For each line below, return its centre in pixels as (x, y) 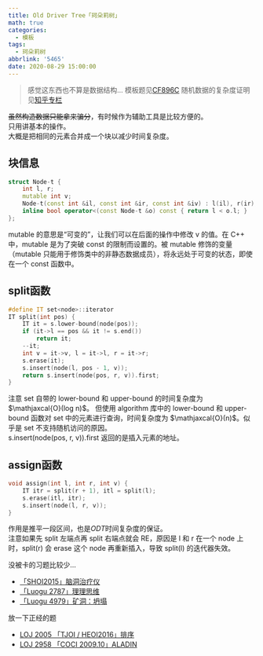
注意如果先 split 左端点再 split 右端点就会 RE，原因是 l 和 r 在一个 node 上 (126, 538)
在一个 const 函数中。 (43, 263)
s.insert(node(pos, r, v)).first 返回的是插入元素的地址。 (96, 438)
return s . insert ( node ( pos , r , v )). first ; (91, 375)
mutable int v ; (47, 196)
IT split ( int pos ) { (42, 317)
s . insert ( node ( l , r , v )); (65, 505)
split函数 (29, 291)
